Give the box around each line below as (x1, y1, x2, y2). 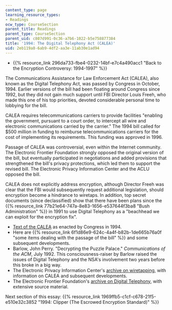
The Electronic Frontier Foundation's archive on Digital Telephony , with (12, 278, 162, 284)
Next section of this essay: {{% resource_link (5, 293, 101, 300)
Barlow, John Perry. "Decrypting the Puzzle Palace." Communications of (12, 245, 165, 252)
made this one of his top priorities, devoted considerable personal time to (5, 97, 160, 103)
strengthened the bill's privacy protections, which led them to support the (5, 160, 161, 167)
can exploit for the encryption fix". (5, 214, 77, 220)
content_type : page (5, 7, 47, 13)
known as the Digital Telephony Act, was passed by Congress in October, (5, 80, 160, 87)
